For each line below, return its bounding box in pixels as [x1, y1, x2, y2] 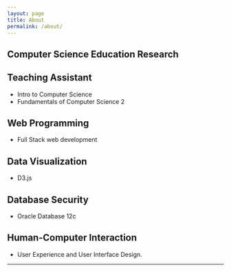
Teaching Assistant [7, 72, 92, 83]
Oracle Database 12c [16, 212, 76, 220]
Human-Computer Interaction [7, 232, 137, 244]
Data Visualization [7, 156, 87, 167]
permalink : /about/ [7, 23, 63, 30]
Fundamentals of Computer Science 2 [16, 97, 125, 105]
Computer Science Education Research [7, 48, 179, 60]
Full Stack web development [16, 136, 98, 144]
